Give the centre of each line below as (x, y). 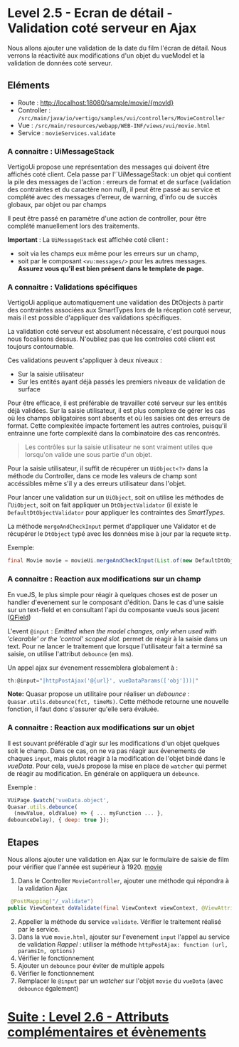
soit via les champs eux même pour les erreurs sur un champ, (108, 253)
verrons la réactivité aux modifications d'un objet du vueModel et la (106, 56)
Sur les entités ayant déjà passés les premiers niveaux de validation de (121, 382)
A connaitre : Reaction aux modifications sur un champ (104, 579)
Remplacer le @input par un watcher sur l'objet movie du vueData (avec (121, 981)
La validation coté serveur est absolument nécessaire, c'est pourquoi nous (117, 332)
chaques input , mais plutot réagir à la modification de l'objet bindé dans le (116, 758)
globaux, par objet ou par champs (57, 205)
